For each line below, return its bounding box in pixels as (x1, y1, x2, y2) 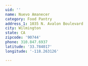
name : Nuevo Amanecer (5, 12, 50, 17)
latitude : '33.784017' (5, 44, 52, 49)
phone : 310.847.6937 (5, 40, 48, 45)
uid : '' (5, 7, 21, 12)
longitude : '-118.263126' (5, 49, 59, 54)
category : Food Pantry (5, 16, 52, 21)
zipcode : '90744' (5, 35, 41, 40)
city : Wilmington (5, 26, 41, 31)
